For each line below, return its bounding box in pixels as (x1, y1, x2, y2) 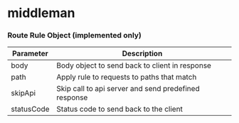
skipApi (11, 88, 36, 98)
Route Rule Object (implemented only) (7, 31, 142, 41)
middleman (7, 5, 75, 21)
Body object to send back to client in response (56, 60, 212, 70)
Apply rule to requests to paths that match (56, 73, 197, 82)
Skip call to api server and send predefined (56, 84, 201, 94)
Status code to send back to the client (56, 105, 184, 114)
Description (122, 48, 163, 58)
